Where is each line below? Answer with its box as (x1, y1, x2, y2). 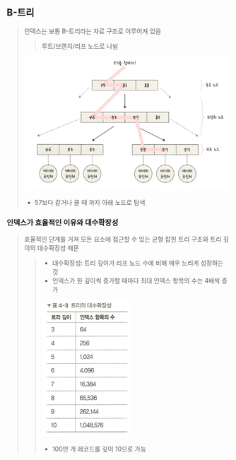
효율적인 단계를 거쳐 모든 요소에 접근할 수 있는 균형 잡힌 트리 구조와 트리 (23, 235, 222, 244)
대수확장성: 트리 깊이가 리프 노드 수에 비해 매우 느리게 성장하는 (52, 259, 224, 267)
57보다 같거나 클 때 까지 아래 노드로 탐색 (34, 198, 146, 206)
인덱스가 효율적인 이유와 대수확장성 (6, 218, 119, 228)
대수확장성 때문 (37, 244, 79, 252)
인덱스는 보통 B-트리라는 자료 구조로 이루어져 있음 (23, 27, 162, 35)
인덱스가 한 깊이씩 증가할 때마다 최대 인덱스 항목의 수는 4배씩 (52, 276, 220, 285)
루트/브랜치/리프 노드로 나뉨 (41, 42, 119, 50)
